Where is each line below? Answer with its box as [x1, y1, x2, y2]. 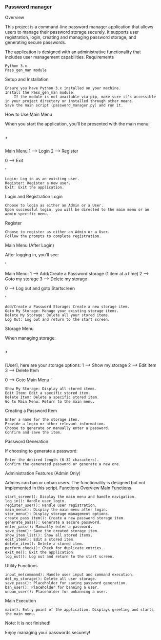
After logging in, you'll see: [5, 252, 59, 258]
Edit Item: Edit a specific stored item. [5, 391, 91, 395]
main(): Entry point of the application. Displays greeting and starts [5, 607, 154, 612]
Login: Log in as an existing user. [5, 177, 80, 182]
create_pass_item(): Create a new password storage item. [5, 516, 125, 520]
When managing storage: [5, 335, 56, 341]
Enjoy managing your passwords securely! [5, 629, 90, 635]
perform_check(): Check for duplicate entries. [5, 545, 104, 550]
